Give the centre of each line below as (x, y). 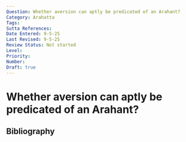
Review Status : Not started (41, 45)
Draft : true (21, 67)
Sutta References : (29, 28)
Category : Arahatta (31, 17)
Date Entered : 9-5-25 (33, 34)
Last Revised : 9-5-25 (33, 39)
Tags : (13, 23)
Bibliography (31, 131)
